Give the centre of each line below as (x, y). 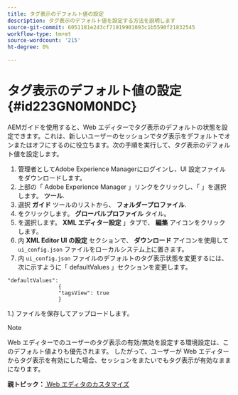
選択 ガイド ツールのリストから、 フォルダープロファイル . (102, 205)
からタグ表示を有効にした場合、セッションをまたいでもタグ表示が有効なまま (119, 360)
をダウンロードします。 (52, 178)
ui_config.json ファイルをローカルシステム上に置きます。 (103, 249)
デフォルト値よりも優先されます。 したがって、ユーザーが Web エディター (121, 351)
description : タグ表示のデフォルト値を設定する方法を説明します (92, 21)
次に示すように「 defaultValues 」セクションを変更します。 (104, 267)
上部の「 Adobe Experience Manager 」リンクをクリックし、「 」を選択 (122, 187)
